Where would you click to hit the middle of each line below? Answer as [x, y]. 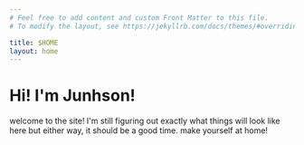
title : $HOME [34, 43]
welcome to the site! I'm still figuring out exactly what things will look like [145, 121]
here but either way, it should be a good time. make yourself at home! [139, 130]
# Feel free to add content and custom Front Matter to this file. [139, 18]
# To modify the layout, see [64, 26]
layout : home [34, 51]
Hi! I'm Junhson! [72, 96]
